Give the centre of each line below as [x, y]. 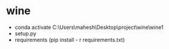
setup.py [25, 33]
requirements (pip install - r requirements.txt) [70, 40]
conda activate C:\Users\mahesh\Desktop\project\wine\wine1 [89, 27]
